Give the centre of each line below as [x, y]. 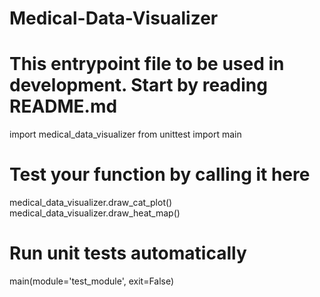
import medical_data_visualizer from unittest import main [125, 134]
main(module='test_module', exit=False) [92, 281]
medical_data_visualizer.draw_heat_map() [95, 213]
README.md [63, 106]
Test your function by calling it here [160, 174]
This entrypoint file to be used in [147, 64]
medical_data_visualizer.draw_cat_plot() [91, 203]
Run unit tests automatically [128, 253]
